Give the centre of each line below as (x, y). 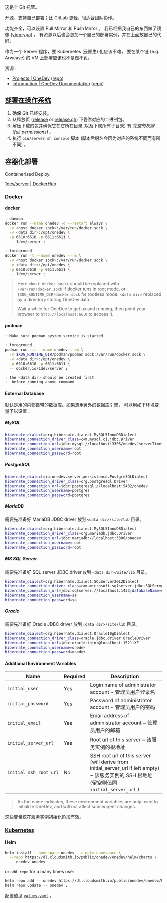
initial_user (23, 689)
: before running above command (40, 382)
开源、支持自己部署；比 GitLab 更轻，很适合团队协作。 (61, 18)
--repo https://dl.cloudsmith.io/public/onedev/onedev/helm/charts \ (83, 857)
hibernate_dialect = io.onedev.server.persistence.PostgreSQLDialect (77, 477)
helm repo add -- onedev (31, 881)
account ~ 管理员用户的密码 (123, 707)
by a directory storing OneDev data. (54, 300)
